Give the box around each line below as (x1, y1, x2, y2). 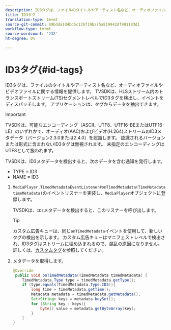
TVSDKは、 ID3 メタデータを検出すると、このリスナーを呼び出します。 (12, 207, 159, 213)
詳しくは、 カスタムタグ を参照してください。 (12, 247, 106, 253)
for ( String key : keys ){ (31, 301, 86, 307)
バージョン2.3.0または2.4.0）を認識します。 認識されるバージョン (27, 134, 165, 140)
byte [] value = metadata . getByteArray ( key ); (40, 306, 136, 311)
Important (5, 111, 26, 117)
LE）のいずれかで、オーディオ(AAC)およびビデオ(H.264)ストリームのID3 (5, 128, 158, 134)
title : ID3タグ (5, 12, 36, 17)
